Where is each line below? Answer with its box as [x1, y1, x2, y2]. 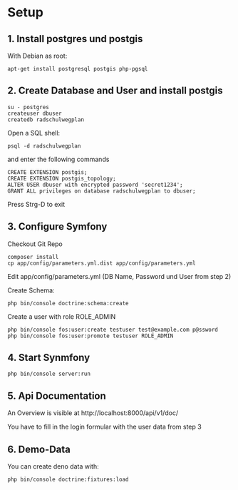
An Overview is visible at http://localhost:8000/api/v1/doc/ [7, 409, 179, 417]
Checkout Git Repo [7, 240, 63, 248]
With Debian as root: [7, 51, 68, 60]
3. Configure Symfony [7, 220, 108, 233]
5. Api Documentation [7, 389, 107, 402]
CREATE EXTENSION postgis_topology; [7, 175, 116, 182]
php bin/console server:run [7, 370, 91, 378]
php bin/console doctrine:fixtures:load [7, 476, 130, 484]
